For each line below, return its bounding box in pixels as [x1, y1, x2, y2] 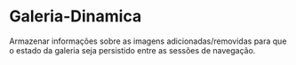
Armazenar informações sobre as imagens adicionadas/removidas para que [9, 36, 287, 46]
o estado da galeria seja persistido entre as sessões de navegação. [9, 45, 256, 55]
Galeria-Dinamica [9, 6, 142, 27]
